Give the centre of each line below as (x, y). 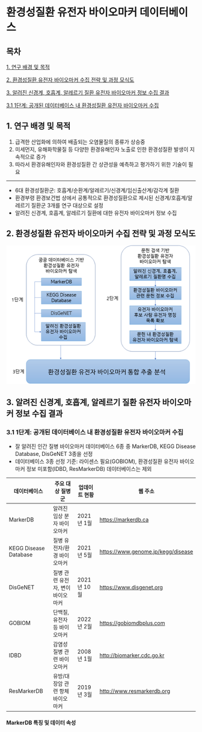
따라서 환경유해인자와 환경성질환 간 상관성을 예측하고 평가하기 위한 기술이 (101, 164)
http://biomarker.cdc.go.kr (132, 655)
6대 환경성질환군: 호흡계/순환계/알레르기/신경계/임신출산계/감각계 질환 (97, 190)
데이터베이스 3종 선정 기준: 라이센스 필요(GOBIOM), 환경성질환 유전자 (96, 461)
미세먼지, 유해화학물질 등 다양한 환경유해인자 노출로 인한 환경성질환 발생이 (102, 149)
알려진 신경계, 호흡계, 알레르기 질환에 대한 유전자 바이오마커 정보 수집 (96, 213)
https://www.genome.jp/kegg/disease (146, 552)
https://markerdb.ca (124, 519)
